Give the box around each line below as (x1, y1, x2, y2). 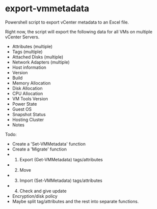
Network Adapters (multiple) (12, 59, 70, 65)
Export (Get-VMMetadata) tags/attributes (19, 156, 103, 162)
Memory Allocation (12, 80, 51, 86)
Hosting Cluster (12, 117, 44, 122)
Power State (12, 101, 37, 107)
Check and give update (19, 188, 67, 194)
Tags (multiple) (12, 49, 43, 55)
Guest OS (12, 106, 32, 112)
